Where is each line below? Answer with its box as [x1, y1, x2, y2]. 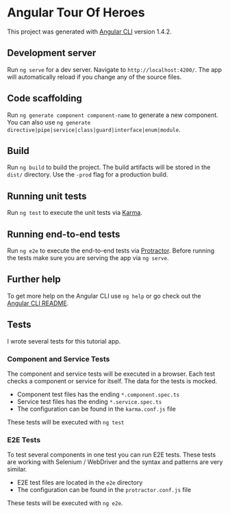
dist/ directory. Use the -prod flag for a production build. [7, 170, 168, 179]
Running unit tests [7, 190, 87, 202]
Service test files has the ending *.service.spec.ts [16, 397, 162, 405]
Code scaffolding [7, 92, 82, 104]
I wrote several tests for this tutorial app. [7, 337, 121, 345]
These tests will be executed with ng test [7, 417, 125, 426]
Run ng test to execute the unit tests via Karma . [7, 209, 142, 217]
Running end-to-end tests [7, 228, 120, 240]
